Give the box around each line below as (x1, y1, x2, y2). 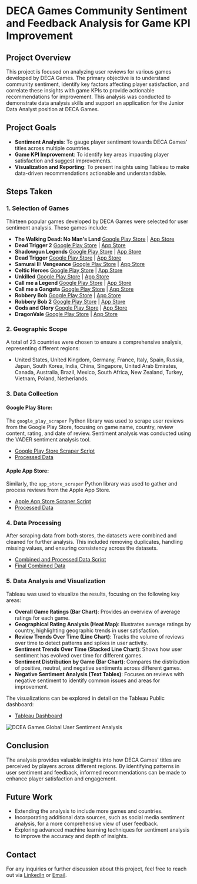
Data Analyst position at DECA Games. (6, 106, 99, 112)
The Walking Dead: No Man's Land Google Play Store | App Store (14, 235, 175, 242)
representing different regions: (6, 344, 81, 351)
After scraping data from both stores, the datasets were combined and (6, 532, 177, 539)
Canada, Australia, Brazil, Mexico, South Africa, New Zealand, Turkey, (14, 368, 183, 375)
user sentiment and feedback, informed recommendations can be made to (6, 769, 186, 776)
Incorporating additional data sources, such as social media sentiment (14, 814, 185, 821)
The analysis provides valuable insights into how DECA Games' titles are (6, 756, 181, 763)
